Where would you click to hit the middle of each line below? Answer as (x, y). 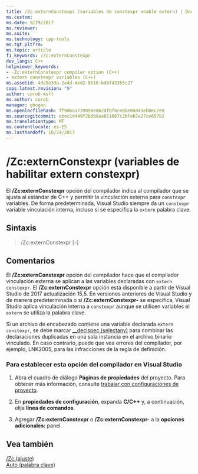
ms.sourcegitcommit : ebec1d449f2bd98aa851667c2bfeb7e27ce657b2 (85, 116)
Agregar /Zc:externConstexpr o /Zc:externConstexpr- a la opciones (99, 419)
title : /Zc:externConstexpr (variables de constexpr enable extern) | (95, 12)
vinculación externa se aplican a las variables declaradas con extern (89, 281)
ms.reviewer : (22, 28)
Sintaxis (22, 228)
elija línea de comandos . (45, 408)
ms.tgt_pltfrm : (25, 45)
